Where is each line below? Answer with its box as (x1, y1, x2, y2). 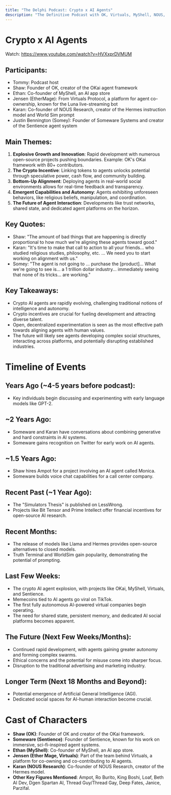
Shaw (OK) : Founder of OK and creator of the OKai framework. (12, 731, 145, 737)
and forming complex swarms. (12, 652, 77, 658)
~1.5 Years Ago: (5, 454, 57, 463)
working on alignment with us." (12, 255, 78, 261)
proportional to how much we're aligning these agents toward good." (12, 239, 157, 245)
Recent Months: (5, 527, 57, 536)
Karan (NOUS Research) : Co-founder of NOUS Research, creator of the (12, 763, 164, 769)
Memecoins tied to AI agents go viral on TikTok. (12, 596, 113, 602)
